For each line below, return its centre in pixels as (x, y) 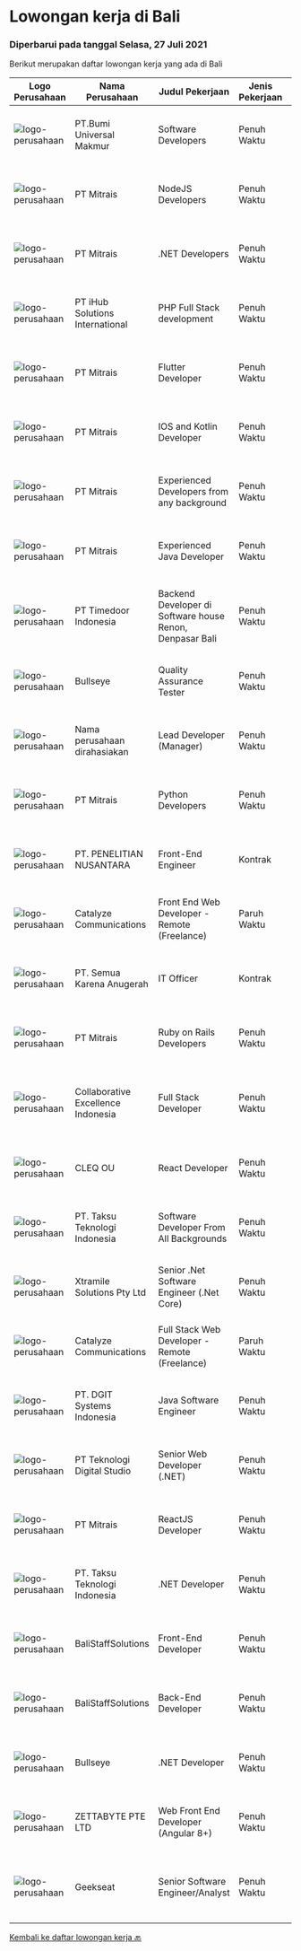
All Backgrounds (193, 1238)
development (185, 319)
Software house (192, 617)
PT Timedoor (102, 610)
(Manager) (181, 747)
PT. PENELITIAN (109, 854)
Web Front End (189, 1811)
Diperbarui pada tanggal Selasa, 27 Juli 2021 (108, 45)
